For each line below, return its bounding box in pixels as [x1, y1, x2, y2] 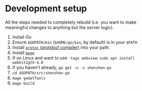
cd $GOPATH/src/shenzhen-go [12, 70, 70, 75]
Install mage [12, 50, 35, 56]
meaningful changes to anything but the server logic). [5, 24, 114, 30]
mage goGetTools [12, 76, 46, 81]
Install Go [12, 34, 32, 40]
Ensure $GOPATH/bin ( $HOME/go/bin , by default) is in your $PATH [12, 39, 138, 45]
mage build [12, 81, 35, 86]
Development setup [5, 3, 87, 14]
